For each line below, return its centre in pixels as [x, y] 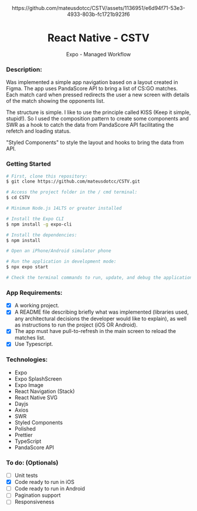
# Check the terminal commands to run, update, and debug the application [99, 278]
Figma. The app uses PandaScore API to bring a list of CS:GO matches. [92, 89]
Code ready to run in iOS [44, 482]
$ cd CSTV [18, 198]
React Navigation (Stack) [45, 391]
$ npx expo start [27, 267]
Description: [24, 69]
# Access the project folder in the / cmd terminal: [72, 192]
